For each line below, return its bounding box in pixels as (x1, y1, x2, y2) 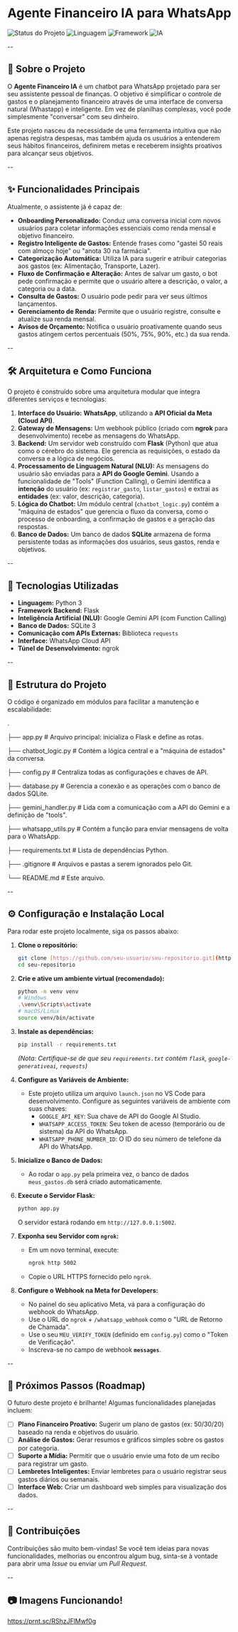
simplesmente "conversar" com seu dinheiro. (7, 112, 140, 120)
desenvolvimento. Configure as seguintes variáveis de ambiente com (28, 1097, 231, 1105)
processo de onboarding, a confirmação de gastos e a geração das (17, 515, 215, 523)
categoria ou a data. (17, 284, 77, 293)
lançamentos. (17, 299, 58, 308)
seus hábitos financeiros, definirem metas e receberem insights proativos (7, 141, 222, 150)
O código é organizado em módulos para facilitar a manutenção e (7, 697, 200, 706)
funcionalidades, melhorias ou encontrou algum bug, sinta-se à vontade (7, 1551, 218, 1560)
